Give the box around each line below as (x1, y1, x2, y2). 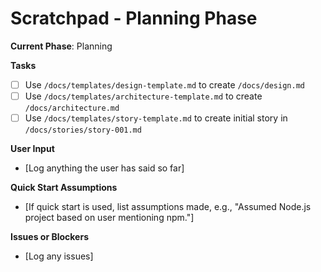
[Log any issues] (24, 250, 94, 262)
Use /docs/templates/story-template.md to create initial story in (24, 112, 288, 124)
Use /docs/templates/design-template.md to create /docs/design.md (24, 78, 305, 91)
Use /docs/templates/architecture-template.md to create (24, 90, 263, 102)
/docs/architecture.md (24, 103, 120, 114)
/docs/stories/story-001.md (24, 125, 142, 136)
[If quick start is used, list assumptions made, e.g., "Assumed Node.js (24, 201, 312, 213)
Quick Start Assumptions (10, 182, 118, 194)
